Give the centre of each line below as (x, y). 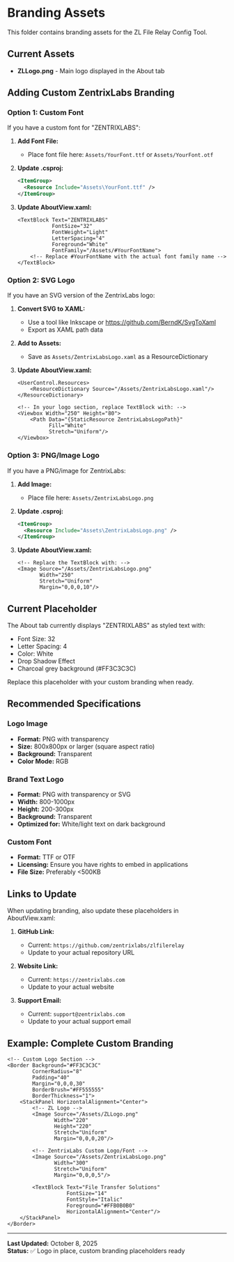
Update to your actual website (71, 987)
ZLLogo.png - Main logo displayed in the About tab (91, 70)
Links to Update (42, 894)
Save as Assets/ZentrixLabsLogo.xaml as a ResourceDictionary (118, 357)
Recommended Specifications (74, 704)
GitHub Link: (36, 932)
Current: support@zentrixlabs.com (76, 1014)
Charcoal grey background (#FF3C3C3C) (77, 669)
